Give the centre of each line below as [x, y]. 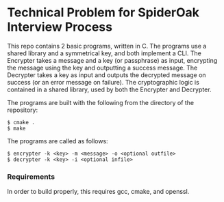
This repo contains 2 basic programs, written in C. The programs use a [107, 46]
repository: [23, 110]
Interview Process [60, 27]
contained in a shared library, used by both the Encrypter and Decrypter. [109, 89]
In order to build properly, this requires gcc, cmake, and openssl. [98, 192]
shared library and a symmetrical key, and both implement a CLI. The [104, 53]
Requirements [31, 177]
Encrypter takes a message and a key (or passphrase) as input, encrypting [112, 60]
